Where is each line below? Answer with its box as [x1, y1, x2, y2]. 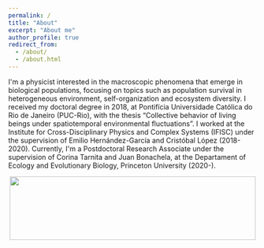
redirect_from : [8, 41, 58, 49]
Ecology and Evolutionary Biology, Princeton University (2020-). [8, 161, 217, 170]
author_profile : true [8, 33, 80, 42]
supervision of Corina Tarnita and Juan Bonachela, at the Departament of [8, 152, 247, 161]
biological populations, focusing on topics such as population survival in [8, 85, 243, 94]
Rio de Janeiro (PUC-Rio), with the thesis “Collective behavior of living [8, 110, 236, 120]
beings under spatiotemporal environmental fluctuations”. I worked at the [8, 119, 245, 128]
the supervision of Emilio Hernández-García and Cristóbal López [8, 135, 218, 145]
